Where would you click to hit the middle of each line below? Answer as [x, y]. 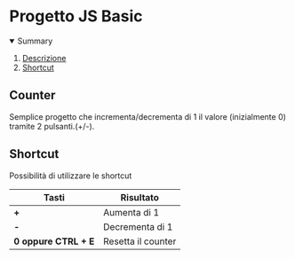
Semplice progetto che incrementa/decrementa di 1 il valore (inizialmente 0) [148, 116]
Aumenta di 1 [132, 212]
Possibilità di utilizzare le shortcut [71, 176]
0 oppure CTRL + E [54, 241]
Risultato [140, 197]
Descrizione [44, 58]
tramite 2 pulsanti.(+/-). [52, 126]
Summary [35, 41]
